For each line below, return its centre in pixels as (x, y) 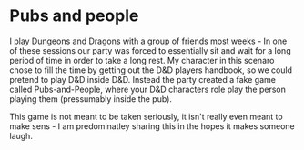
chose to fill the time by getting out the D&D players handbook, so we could (151, 70)
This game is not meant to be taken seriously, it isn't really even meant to (147, 116)
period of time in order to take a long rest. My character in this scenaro (142, 60)
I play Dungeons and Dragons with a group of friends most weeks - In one (148, 41)
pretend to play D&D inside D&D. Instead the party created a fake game (142, 79)
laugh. (21, 135)
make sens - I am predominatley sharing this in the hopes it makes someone (152, 126)
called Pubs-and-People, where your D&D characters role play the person (148, 89)
